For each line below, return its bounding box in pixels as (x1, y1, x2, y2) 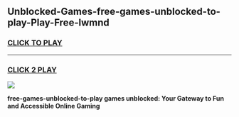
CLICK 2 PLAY (7, 65, 57, 74)
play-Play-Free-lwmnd (7, 17, 110, 29)
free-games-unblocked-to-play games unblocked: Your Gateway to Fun (7, 94, 224, 102)
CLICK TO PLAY (7, 38, 63, 48)
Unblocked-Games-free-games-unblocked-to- (7, 6, 221, 18)
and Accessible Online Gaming (7, 101, 100, 110)
